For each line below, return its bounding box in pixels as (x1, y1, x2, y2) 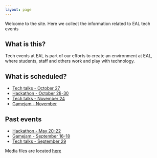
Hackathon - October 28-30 (12, 90, 69, 96)
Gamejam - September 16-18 (12, 133, 70, 139)
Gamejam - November (12, 101, 57, 107)
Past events (5, 115, 42, 123)
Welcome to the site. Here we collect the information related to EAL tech (5, 21, 151, 26)
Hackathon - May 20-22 (12, 128, 61, 134)
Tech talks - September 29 (12, 138, 67, 144)
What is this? (5, 40, 46, 48)
